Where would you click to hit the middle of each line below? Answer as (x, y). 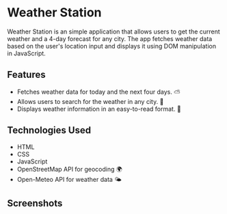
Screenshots (35, 203)
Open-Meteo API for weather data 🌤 (69, 179)
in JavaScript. (26, 53)
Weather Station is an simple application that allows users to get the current (113, 31)
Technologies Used (49, 130)
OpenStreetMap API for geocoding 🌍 (70, 169)
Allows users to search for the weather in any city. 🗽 (90, 101)
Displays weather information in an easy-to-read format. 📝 (99, 109)
